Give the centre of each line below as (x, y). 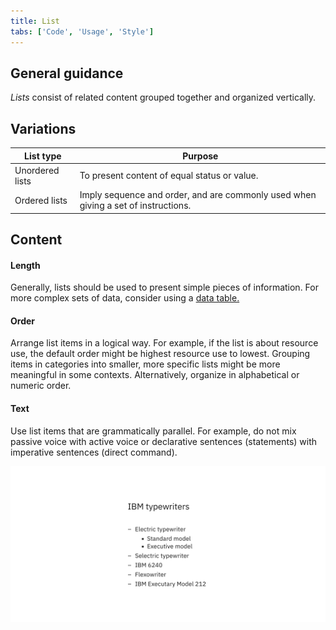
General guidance (67, 73)
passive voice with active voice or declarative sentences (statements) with (164, 441)
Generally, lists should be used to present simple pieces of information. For (164, 287)
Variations (43, 128)
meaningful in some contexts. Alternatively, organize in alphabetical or (155, 375)
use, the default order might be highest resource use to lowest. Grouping (160, 354)
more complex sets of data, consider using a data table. (125, 298)
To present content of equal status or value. (169, 176)
